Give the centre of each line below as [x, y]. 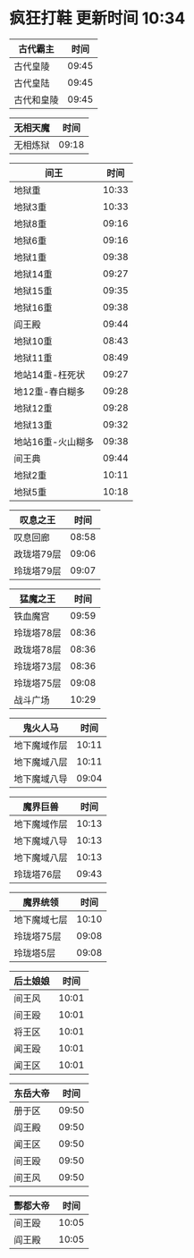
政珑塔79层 [38, 553]
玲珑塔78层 [38, 633]
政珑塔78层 [38, 649]
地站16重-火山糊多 [54, 442]
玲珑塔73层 [38, 666]
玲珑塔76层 [38, 874]
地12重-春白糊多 [50, 392]
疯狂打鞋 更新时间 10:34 [97, 18]
